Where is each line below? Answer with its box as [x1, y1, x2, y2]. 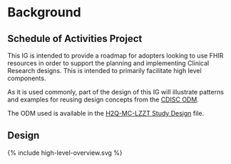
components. [7, 74, 46, 82]
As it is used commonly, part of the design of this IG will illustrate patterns [7, 88, 225, 96]
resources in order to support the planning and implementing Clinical [7, 59, 210, 67]
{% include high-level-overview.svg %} [7, 148, 123, 157]
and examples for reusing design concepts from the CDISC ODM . [7, 95, 200, 104]
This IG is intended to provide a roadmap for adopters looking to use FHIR [7, 51, 224, 60]
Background [7, 4, 81, 21]
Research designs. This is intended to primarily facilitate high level [7, 67, 202, 75]
